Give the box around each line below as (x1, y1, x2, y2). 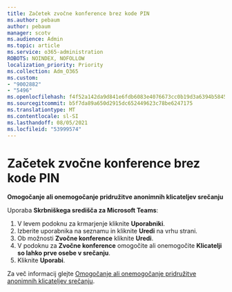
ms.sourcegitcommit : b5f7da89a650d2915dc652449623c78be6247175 (7, 100, 193, 107)
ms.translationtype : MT (7, 106, 76, 113)
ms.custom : (7, 74, 39, 81)
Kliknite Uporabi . (17, 256, 66, 264)
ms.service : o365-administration (7, 49, 104, 56)
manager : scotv (7, 29, 51, 37)
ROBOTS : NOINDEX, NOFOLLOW (7, 55, 85, 62)
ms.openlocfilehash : (7, 94, 67, 101)
